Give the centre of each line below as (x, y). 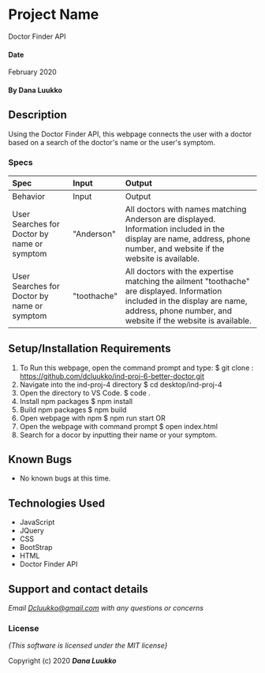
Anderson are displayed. (170, 219)
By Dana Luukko (35, 90)
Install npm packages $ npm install (76, 401)
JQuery (32, 531)
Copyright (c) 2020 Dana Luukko (62, 661)
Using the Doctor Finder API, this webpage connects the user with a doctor (130, 134)
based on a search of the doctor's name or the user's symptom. (112, 142)
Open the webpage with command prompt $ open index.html (119, 426)
